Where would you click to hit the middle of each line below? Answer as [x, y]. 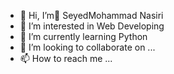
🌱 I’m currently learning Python [83, 36]
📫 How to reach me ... [66, 58]
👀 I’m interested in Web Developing [92, 26]
